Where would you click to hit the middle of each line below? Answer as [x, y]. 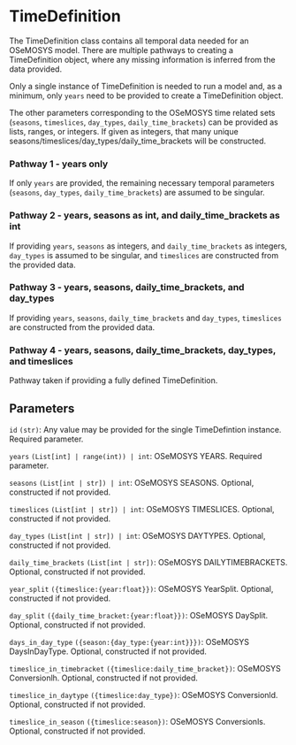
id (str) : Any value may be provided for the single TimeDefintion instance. [145, 429]
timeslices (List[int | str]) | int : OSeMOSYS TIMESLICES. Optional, [142, 509]
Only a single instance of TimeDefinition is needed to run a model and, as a [146, 86]
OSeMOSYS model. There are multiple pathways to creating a [121, 50]
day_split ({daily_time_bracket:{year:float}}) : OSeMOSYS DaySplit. [139, 615]
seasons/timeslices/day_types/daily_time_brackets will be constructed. [138, 141]
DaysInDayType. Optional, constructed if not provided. [108, 651]
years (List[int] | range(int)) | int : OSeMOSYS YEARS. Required [136, 456]
